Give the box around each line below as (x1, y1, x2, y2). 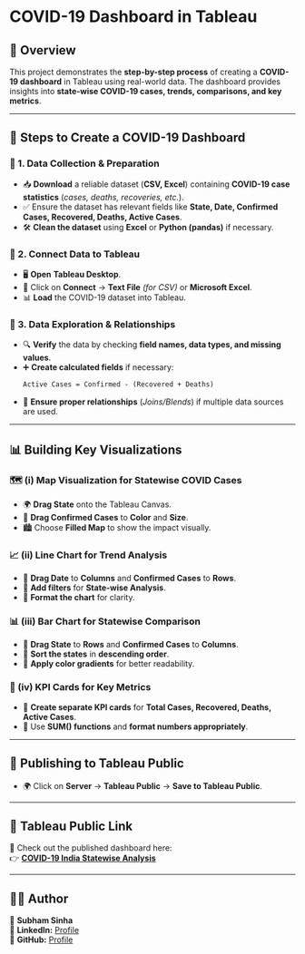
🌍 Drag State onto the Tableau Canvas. (22, 499, 172, 510)
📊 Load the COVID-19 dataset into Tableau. (22, 292, 186, 303)
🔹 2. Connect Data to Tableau (9, 248, 141, 260)
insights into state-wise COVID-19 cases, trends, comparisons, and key (9, 86, 282, 96)
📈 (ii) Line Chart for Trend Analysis (9, 549, 168, 561)
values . (22, 352, 52, 364)
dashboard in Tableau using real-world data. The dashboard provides (19, 76, 281, 87)
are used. (22, 406, 59, 417)
